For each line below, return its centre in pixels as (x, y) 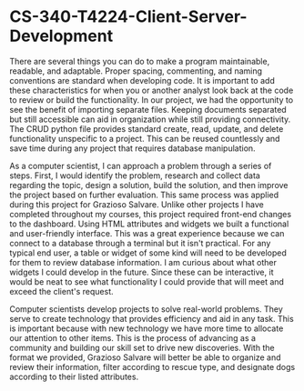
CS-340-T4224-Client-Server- (128, 17)
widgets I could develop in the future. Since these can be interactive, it (142, 272)
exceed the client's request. (61, 291)
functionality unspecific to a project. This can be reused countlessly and (145, 138)
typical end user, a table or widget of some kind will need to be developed (148, 253)
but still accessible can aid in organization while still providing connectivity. (150, 119)
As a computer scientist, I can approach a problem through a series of (141, 165)
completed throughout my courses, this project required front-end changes (151, 214)
